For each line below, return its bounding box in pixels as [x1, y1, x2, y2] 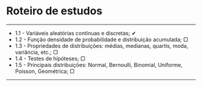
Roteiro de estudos [6, 4, 103, 18]
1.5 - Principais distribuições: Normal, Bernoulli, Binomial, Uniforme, [14, 61, 183, 68]
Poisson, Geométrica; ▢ [14, 67, 75, 75]
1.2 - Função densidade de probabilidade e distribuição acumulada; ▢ [14, 36, 188, 43]
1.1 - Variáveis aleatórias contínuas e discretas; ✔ [14, 29, 136, 36]
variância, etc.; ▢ [14, 48, 58, 56]
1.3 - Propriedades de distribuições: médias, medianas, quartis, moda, [14, 42, 189, 49]
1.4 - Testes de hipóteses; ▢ [14, 55, 86, 62]
